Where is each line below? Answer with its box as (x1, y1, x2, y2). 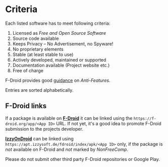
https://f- (133, 116, 156, 121)
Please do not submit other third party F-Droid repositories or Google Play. (5, 156, 160, 162)
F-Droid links (5, 102, 47, 110)
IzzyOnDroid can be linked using (5, 135, 74, 142)
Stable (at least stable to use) (12, 51, 74, 58)
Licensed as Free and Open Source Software (12, 30, 106, 36)
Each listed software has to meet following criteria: (5, 20, 110, 26)
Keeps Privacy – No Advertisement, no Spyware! (12, 40, 114, 46)
